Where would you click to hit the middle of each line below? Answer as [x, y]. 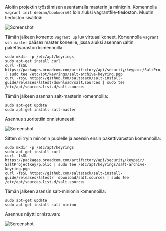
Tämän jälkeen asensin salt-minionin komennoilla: [56, 191]
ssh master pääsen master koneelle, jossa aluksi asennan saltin [69, 42]
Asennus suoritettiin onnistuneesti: [40, 119]
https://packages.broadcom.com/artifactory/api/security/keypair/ [75, 160]
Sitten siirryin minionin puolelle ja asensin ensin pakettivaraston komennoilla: [83, 138]
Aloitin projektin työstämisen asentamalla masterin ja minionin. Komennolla [81, 7]
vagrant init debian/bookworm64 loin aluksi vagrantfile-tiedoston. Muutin [79, 12]
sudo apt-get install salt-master [41, 110]
